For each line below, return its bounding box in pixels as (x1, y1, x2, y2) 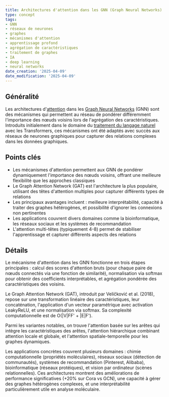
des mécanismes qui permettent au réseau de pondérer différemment (5, 111, 151, 117)
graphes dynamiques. (5, 339, 51, 345)
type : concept (5, 12, 36, 17)
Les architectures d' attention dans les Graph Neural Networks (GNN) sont (5, 106, 160, 112)
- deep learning (5, 59, 40, 65)
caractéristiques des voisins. (5, 281, 65, 287)
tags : (5, 17, 17, 22)
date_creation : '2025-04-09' (5, 69, 67, 74)
